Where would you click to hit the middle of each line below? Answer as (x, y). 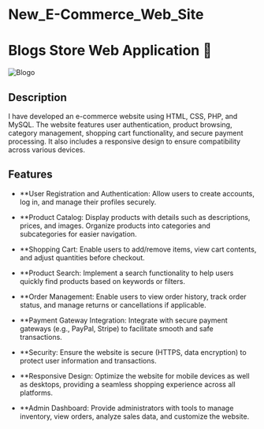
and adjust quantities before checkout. (82, 257)
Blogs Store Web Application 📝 (110, 51)
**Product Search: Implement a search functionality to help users (126, 273)
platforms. (36, 393)
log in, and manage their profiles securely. (88, 202)
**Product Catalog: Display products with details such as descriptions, (135, 217)
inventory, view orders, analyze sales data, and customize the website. (134, 416)
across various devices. (46, 149)
